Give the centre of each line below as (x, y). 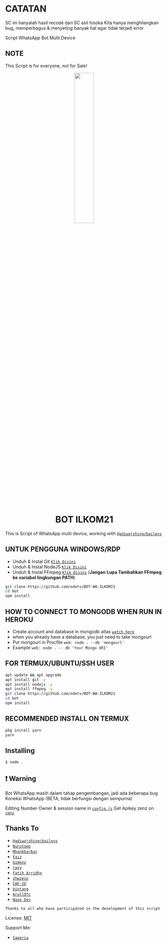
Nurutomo (22, 846)
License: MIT (19, 918)
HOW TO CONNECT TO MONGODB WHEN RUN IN (83, 612)
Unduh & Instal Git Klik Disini (44, 561)
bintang (20, 889)
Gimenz (19, 862)
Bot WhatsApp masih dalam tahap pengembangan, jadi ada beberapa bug (81, 793)
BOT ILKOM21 (84, 519)
